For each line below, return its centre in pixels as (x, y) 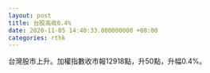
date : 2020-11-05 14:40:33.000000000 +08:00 (83, 30)
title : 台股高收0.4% (40, 23)
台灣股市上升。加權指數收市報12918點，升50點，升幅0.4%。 (107, 61)
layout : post (30, 15)
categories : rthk (37, 38)
